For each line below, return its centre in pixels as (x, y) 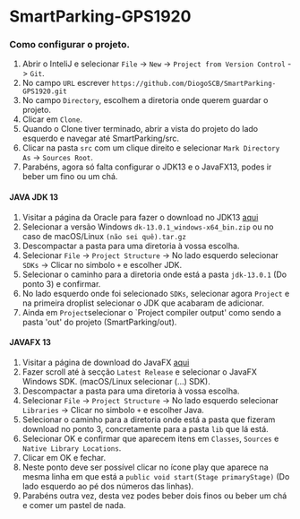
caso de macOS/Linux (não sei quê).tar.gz (104, 236)
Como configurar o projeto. (69, 45)
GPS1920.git (44, 91)
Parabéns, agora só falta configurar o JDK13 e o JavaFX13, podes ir (147, 167)
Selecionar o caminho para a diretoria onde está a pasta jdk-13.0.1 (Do (154, 274)
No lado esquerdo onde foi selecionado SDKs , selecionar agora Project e (156, 293)
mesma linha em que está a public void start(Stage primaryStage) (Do (156, 476)
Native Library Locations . (72, 448)
